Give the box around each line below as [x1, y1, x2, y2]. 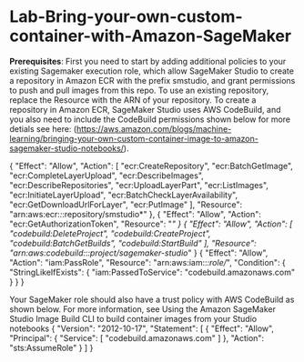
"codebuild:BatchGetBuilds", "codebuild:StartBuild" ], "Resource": [9, 237, 257, 248]
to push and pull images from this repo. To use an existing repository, [9, 85, 269, 96]
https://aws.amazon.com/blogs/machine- [76, 123, 232, 134]
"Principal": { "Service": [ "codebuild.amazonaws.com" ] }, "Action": [9, 332, 265, 343]
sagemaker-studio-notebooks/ [9, 143, 125, 154]
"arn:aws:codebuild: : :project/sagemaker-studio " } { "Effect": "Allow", [9, 247, 269, 258]
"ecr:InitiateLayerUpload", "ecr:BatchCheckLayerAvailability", [9, 189, 238, 200]
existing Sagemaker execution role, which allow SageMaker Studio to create [9, 65, 294, 76]
